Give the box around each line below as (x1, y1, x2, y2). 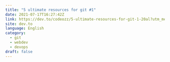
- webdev (10, 40, 28, 45)
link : (5, 16, 17, 21)
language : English (5, 26, 44, 31)
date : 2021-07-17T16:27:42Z (5, 12, 65, 17)
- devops (10, 44, 28, 49)
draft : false (5, 49, 33, 54)
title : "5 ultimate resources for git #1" (5, 7, 96, 12)
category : (5, 30, 26, 35)
